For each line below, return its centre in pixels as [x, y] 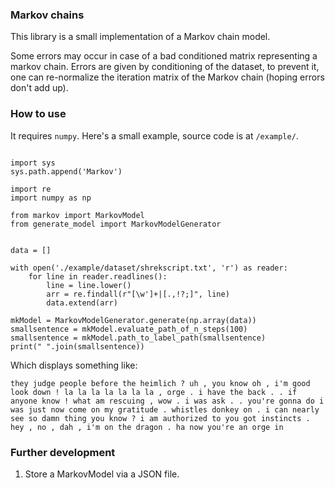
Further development [63, 452]
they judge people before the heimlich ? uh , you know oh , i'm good [160, 383]
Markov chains [47, 15]
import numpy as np [51, 198]
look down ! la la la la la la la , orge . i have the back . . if [154, 392]
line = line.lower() [89, 285]
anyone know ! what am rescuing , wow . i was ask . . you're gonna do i [167, 401]
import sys [33, 163]
